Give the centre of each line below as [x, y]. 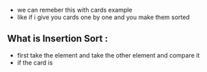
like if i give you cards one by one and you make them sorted [103, 17]
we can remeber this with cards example [75, 10]
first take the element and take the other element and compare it [108, 55]
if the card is [35, 62]
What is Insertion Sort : [57, 39]
